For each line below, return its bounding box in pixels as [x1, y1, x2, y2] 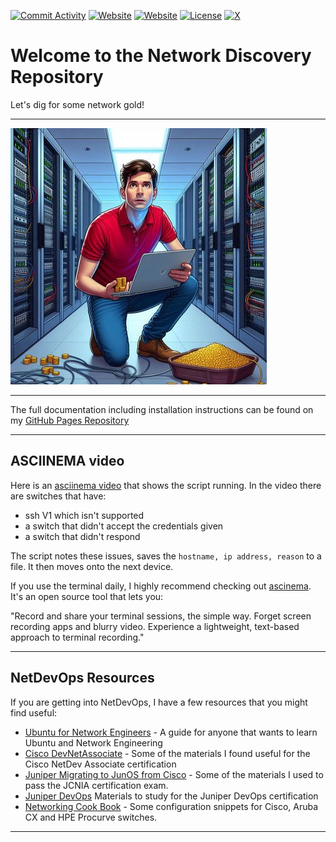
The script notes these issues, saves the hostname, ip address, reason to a [10, 550, 322, 562]
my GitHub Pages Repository [10, 414, 130, 426]
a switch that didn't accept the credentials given [24, 520, 224, 532]
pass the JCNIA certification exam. [24, 779, 169, 791]
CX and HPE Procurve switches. [24, 811, 158, 823]
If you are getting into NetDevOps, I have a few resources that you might [10, 696, 308, 708]
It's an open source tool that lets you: [10, 590, 164, 602]
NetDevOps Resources [10, 670, 155, 687]
